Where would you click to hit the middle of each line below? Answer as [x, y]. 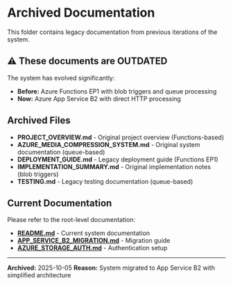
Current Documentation [60, 203]
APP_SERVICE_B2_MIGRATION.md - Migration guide [94, 241]
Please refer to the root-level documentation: [71, 220]
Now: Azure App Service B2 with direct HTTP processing [99, 98]
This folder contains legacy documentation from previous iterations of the [112, 32]
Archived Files [39, 120]
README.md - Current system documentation [84, 233]
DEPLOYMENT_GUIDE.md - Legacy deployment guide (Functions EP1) [118, 159]
